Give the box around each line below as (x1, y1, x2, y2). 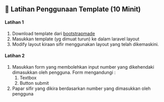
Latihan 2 (5, 53, 25, 59)
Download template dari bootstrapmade (12, 30, 95, 36)
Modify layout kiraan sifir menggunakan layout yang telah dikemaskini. (12, 41, 159, 47)
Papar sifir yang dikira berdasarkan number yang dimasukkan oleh (12, 85, 151, 91)
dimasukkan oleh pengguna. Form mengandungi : (12, 69, 116, 75)
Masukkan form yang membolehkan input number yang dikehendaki (12, 64, 154, 70)
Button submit (19, 80, 49, 86)
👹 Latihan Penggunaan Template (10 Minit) (5, 5, 141, 14)
